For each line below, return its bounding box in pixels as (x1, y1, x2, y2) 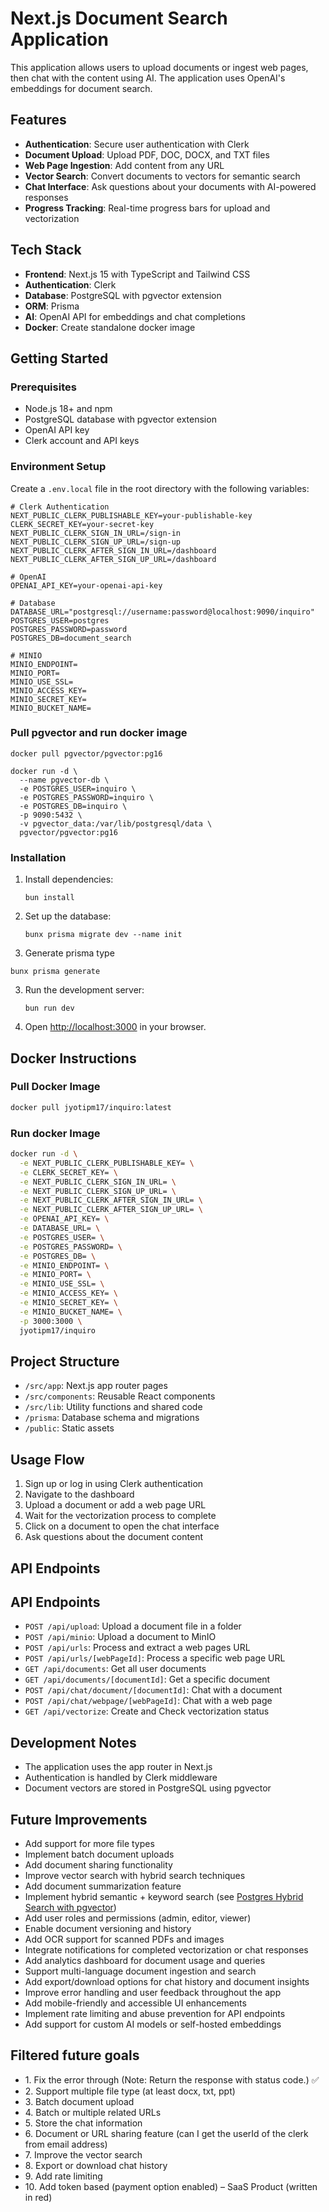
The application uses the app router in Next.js (24, 1761, 213, 1773)
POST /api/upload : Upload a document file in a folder (24, 1620, 242, 1632)
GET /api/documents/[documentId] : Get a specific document (24, 1673, 271, 1686)
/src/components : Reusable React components (24, 1390, 216, 1402)
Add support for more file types (24, 1837, 155, 1849)
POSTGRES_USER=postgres (10, 615, 110, 626)
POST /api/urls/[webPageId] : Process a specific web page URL (24, 1652, 286, 1664)
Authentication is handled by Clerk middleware (24, 1772, 218, 1784)
